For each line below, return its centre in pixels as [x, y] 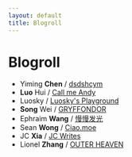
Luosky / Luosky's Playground [69, 101]
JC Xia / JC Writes [50, 136]
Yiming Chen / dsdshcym [61, 84]
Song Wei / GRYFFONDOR [63, 109]
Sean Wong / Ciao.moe [58, 128]
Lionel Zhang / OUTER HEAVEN [72, 144]
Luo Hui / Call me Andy [58, 93]
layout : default [35, 15]
